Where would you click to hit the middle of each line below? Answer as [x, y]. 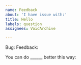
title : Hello [19, 19]
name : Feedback [21, 10]
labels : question [24, 24]
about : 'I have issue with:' [36, 15]
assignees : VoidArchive [31, 29]
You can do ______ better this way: [41, 57]
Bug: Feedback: [22, 47]
